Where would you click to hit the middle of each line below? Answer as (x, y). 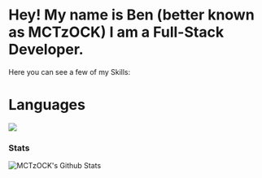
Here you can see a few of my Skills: (70, 72)
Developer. (46, 50)
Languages (47, 105)
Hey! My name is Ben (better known (131, 15)
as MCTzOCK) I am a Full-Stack (116, 32)
